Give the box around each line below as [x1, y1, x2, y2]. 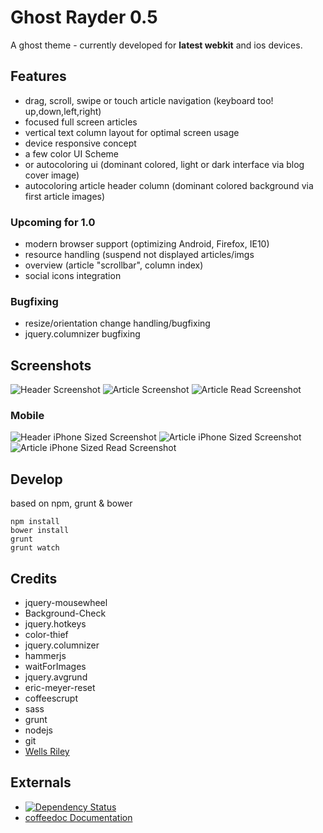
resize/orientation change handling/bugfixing [24, 317, 211, 330]
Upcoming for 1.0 [10, 215, 96, 229]
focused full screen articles [24, 116, 138, 128]
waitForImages [24, 661, 87, 673]
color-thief [24, 629, 69, 641]
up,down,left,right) [24, 105, 102, 117]
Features [10, 68, 67, 85]
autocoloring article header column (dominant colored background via [24, 179, 314, 191]
